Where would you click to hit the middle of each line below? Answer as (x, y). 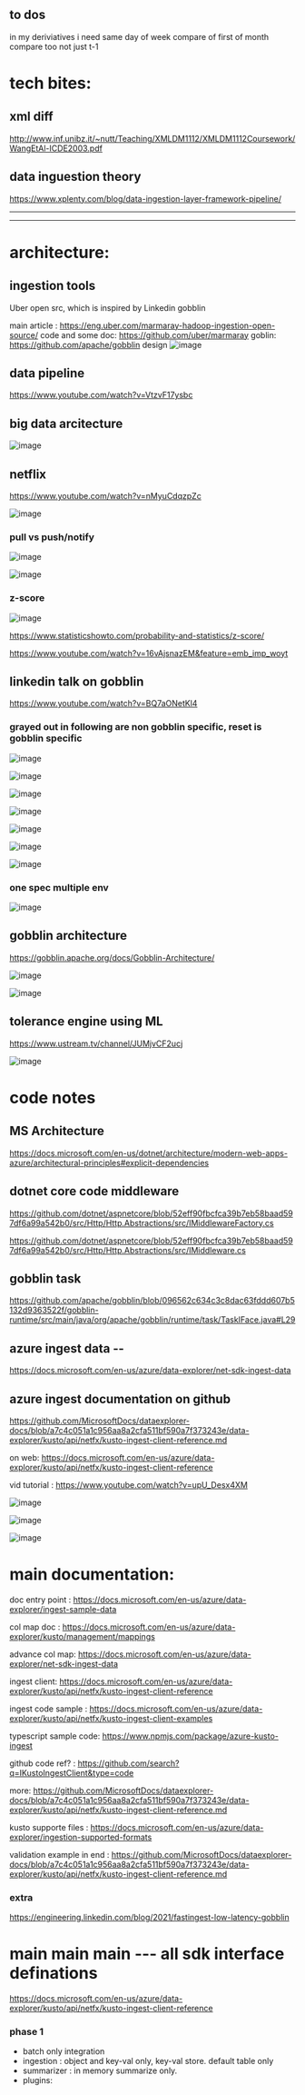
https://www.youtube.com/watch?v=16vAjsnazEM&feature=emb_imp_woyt (149, 653)
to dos (28, 15)
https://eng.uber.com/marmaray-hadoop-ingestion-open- (167, 325)
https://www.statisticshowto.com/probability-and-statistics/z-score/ (137, 635)
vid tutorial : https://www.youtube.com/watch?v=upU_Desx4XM (128, 1484)
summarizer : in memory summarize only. (100, 2070)
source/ (24, 334)
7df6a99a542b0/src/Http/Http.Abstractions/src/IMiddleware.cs (128, 1250)
